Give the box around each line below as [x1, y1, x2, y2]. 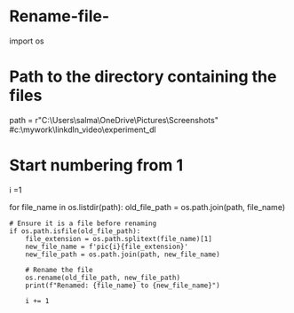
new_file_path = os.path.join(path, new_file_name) [25, 250, 220, 259]
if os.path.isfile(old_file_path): [9, 226, 141, 236]
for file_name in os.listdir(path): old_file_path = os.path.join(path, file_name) [9, 201, 286, 212]
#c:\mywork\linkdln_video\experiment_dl [9, 124, 157, 135]
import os [9, 35, 44, 46]
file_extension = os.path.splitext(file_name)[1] [25, 234, 213, 243]
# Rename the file [25, 265, 93, 274]
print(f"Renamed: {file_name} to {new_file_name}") [25, 281, 220, 290]
